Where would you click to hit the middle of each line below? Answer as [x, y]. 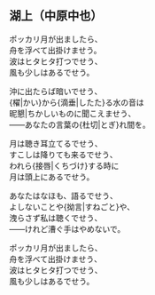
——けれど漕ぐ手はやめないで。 [67, 228]
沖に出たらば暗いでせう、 [56, 91]
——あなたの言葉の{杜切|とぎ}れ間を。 [80, 124]
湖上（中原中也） [56, 16]
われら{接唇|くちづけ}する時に [64, 165]
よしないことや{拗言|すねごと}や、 [72, 206]
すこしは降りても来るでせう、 [63, 155]
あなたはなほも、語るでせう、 [63, 195]
